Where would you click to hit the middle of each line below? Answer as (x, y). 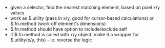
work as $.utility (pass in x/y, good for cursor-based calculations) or (82, 18)
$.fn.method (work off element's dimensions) (58, 23)
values (17, 13)
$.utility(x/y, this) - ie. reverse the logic (51, 40)
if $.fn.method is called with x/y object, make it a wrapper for (75, 34)
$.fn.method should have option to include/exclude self (68, 29)
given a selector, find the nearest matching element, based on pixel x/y (85, 7)
